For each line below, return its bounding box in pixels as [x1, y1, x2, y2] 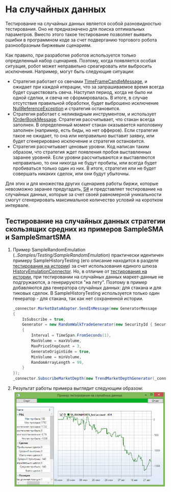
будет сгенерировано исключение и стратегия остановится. [12, 138, 145, 144]
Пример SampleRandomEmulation [12, 246, 86, 252]
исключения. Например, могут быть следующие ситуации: [5, 68, 134, 75]
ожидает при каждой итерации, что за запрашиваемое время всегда [12, 83, 164, 90]
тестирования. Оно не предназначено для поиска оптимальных [5, 26, 145, 32]
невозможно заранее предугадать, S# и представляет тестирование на [5, 185, 162, 192]
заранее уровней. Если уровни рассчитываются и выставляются [12, 154, 155, 160]
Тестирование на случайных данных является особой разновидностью [5, 20, 162, 27]
